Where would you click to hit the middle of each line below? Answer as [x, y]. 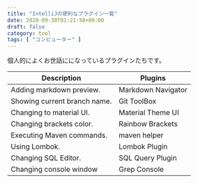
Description [61, 78]
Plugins [153, 78]
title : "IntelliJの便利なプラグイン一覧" [62, 14]
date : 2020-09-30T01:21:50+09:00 [56, 20]
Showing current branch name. [61, 101]
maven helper [141, 136]
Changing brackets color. [52, 124]
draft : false [26, 27]
